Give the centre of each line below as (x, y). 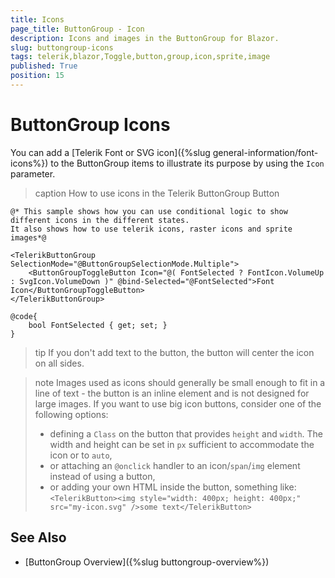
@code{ (24, 316)
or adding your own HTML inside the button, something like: (173, 487)
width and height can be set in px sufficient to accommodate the (182, 444)
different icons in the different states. (100, 220)
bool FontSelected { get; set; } (98, 325)
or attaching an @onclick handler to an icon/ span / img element (175, 465)
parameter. (33, 173)
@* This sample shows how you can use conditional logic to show (149, 211)
